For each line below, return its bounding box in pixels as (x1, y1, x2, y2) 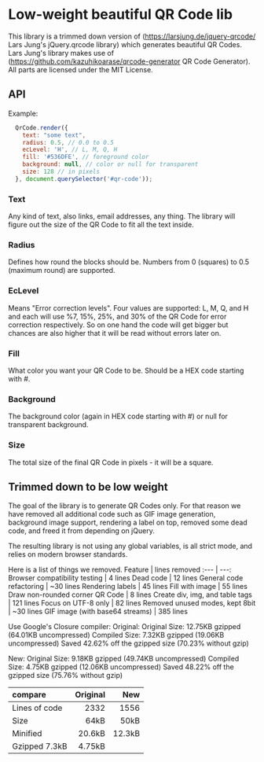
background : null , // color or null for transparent (22, 160, 199, 168)
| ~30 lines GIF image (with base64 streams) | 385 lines (8, 607, 189, 617)
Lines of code (12, 702, 63, 713)
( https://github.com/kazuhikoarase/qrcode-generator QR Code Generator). (8, 57, 251, 66)
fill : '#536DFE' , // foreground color (22, 153, 149, 161)
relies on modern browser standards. (8, 550, 128, 559)
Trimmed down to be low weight (8, 480, 168, 493)
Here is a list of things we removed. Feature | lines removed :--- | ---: (8, 565, 232, 575)
